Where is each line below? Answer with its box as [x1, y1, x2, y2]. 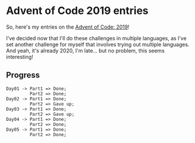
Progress [6, 70, 40, 80]
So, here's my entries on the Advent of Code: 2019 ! [6, 23, 130, 30]
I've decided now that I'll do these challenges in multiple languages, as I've [6, 34, 187, 41]
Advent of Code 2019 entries [6, 4, 149, 18]
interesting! [6, 53, 33, 60]
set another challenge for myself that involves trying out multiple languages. [6, 41, 190, 48]
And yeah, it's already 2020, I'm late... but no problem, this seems [6, 47, 165, 54]
